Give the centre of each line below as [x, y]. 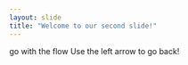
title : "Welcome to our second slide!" [83, 26]
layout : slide [36, 17]
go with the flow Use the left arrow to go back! [94, 51]
